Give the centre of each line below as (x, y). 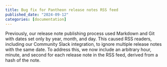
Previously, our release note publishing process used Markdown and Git (80, 34)
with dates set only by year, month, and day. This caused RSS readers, (78, 39)
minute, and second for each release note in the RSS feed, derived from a (81, 55)
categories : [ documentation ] (36, 19)
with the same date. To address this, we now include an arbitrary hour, (78, 50)
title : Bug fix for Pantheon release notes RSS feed (62, 10)
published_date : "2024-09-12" (37, 15)
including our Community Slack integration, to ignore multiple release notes (83, 44)
